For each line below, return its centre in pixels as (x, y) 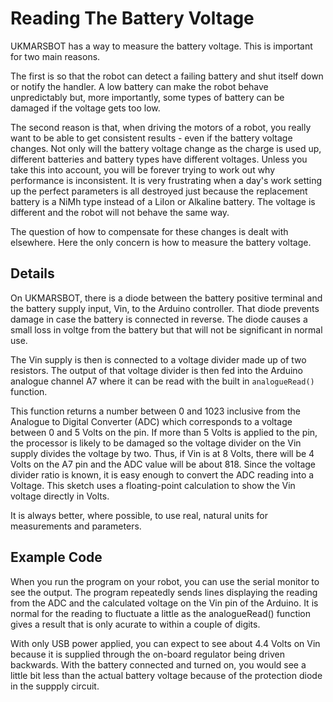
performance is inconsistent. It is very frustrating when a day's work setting (166, 180)
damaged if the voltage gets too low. (85, 108)
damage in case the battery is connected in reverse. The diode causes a (159, 319)
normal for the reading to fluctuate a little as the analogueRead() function (161, 613)
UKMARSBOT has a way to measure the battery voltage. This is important (161, 46)
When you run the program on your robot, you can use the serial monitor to (165, 581)
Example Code (56, 557)
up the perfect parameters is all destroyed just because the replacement (159, 191)
